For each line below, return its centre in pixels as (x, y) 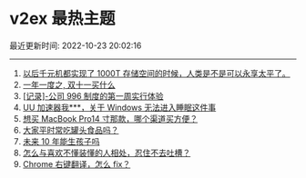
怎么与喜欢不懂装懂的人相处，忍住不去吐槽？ (107, 153)
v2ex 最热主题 (62, 19)
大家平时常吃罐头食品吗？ (71, 130)
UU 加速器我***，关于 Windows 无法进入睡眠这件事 (119, 107)
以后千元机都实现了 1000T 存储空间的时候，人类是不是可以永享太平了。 (156, 73)
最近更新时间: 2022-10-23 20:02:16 (76, 45)
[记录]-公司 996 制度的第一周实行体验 (93, 95)
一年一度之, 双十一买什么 (69, 84)
